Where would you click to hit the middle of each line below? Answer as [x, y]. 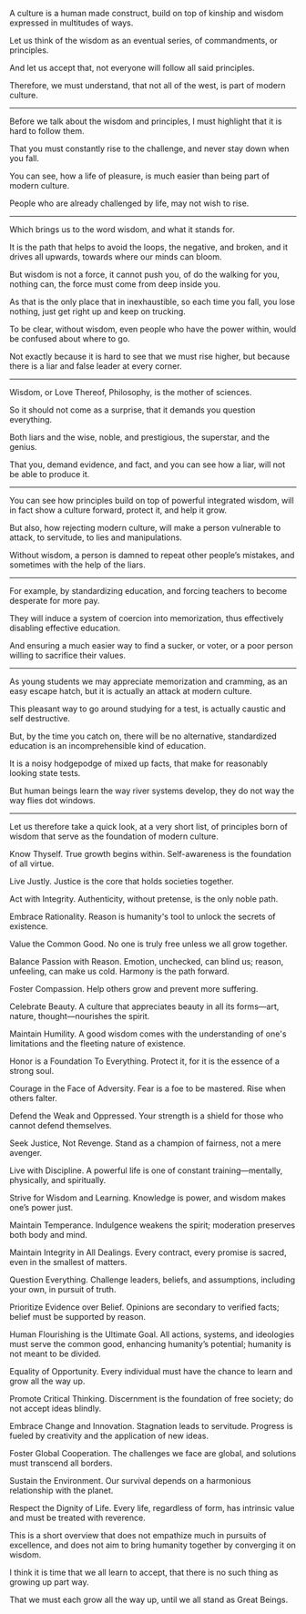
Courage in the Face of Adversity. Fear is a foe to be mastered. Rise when [148, 1088]
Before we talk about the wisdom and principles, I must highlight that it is [146, 121]
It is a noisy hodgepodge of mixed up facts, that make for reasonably [139, 763]
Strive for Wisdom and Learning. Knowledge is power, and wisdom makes [148, 1198]
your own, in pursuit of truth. [63, 1289]
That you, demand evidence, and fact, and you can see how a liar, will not [148, 465]
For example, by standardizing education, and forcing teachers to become [148, 591]
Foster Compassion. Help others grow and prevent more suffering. [134, 989]
